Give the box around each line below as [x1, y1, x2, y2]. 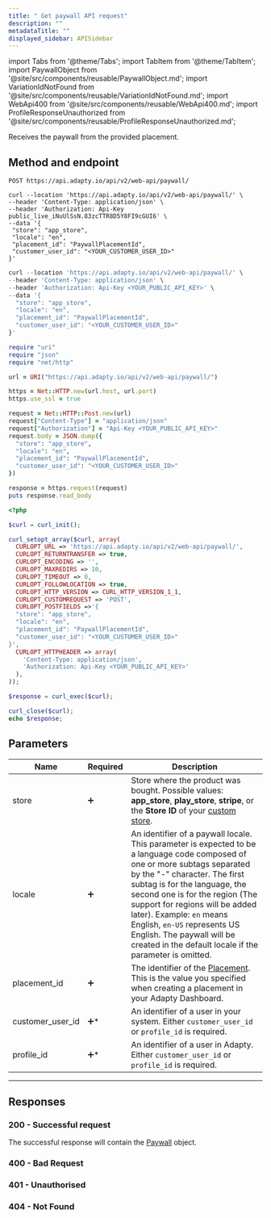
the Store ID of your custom [131, 805, 236, 816]
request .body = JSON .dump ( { [8, 432, 103, 440]
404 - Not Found [8, 1200, 75, 1212]
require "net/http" [8, 358, 74, 366]
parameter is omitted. [131, 949, 212, 961]
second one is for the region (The [131, 889, 258, 900]
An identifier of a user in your [131, 1006, 241, 1017]
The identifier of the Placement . [131, 962, 251, 973]
